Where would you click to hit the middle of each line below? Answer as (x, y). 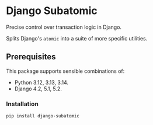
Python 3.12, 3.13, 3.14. (41, 82)
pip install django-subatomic (43, 116)
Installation (22, 104)
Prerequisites (31, 57)
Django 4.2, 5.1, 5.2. (38, 89)
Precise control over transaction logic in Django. (64, 27)
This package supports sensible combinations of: (65, 71)
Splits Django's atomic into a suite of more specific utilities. (77, 38)
